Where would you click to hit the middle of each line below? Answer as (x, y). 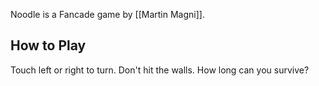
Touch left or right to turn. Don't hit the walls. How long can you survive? (160, 70)
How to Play (48, 45)
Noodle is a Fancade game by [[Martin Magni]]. (107, 14)
